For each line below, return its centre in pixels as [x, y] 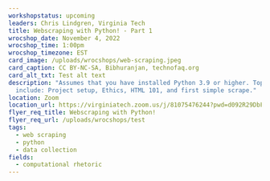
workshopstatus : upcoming [51, 16]
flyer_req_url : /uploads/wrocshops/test [77, 120]
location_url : [32, 105]
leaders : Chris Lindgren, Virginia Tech [77, 23]
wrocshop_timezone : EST [48, 53]
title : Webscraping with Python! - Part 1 [80, 30]
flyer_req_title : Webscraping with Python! [82, 113]
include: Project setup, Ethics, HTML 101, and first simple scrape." [136, 90]
